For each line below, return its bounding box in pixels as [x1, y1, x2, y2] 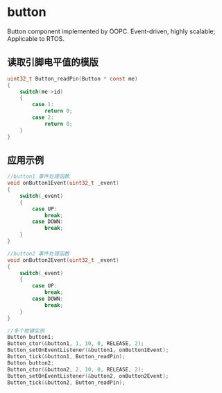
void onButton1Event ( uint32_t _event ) [7, 180, 119, 187]
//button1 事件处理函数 [7, 173, 69, 181]
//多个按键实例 [7, 327, 45, 334]
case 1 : [32, 101, 54, 108]
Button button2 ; [7, 359, 54, 367]
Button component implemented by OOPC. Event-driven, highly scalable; [7, 27, 216, 35]
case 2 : [32, 114, 54, 121]
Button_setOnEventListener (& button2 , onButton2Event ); [7, 372, 169, 379]
